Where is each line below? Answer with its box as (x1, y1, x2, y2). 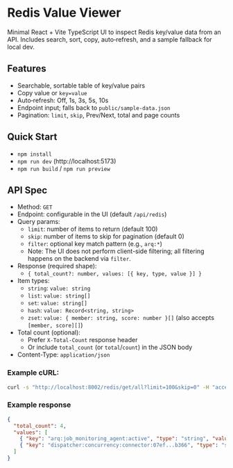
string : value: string (27, 284, 91, 293)
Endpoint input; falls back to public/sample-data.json (17, 103, 171, 112)
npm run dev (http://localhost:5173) (17, 156, 116, 165)
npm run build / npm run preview (17, 164, 111, 172)
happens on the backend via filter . (27, 255, 132, 263)
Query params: (17, 218, 60, 226)
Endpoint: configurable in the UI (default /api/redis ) (17, 210, 167, 218)
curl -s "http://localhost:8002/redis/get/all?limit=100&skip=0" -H (7, 384, 209, 391)
